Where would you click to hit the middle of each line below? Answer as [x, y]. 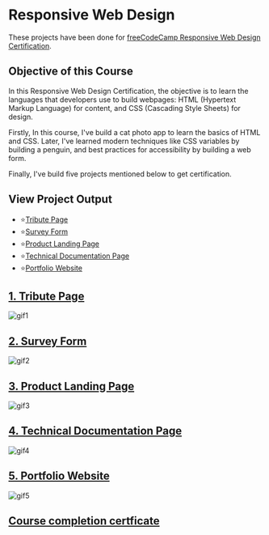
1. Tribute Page [46, 296]
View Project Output [61, 200]
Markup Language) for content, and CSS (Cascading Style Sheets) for [124, 108]
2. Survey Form [48, 341]
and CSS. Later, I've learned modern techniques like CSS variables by [124, 141]
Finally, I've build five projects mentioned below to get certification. [120, 174]
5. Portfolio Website [59, 476]
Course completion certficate [84, 521]
